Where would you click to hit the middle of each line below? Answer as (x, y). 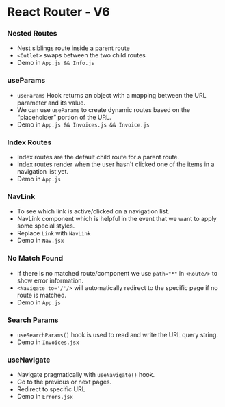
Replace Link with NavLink (54, 233)
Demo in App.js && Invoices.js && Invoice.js (83, 124)
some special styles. (46, 226)
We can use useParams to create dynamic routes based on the (103, 109)
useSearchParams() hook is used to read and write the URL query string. (118, 334)
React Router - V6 (59, 12)
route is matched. (42, 295)
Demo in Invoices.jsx (48, 342)
